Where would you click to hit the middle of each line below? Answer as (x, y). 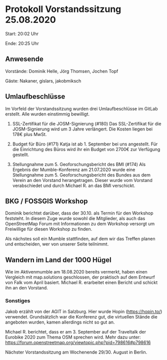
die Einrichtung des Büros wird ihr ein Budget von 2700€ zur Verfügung (86, 149)
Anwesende (24, 59)
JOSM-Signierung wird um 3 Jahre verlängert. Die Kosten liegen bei (82, 129)
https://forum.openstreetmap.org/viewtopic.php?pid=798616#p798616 (78, 342)
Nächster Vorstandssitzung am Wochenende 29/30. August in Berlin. (76, 352)
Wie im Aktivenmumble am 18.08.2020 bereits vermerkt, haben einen (76, 272)
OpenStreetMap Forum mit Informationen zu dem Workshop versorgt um (80, 224)
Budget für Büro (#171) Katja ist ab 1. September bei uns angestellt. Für (85, 144)
